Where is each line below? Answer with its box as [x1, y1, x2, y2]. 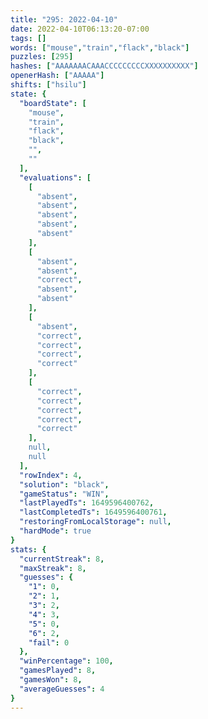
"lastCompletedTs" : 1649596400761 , [19, 507, 168, 518]
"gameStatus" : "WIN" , [19, 489, 110, 499]
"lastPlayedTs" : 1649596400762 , [19, 498, 155, 508]
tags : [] [10, 33, 47, 43]
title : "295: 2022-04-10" [10, 14, 118, 25]
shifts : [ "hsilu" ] [10, 80, 87, 90]
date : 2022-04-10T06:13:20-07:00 [10, 24, 150, 34]
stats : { [10, 544, 47, 555]
